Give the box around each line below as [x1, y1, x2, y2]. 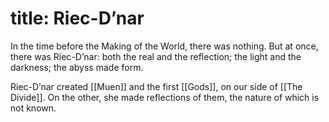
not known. [10, 102, 57, 114]
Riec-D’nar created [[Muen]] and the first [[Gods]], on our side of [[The [10, 80, 303, 92]
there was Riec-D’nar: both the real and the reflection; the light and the [10, 50, 302, 62]
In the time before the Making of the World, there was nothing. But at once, [10, 40, 319, 52]
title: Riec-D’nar [10, 7, 145, 30]
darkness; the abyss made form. [10, 61, 144, 73]
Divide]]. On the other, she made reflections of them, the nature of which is [10, 91, 320, 103]
